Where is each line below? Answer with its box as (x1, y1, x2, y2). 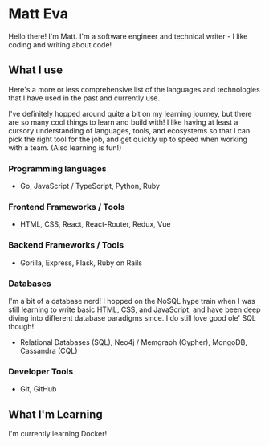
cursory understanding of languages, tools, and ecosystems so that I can (8, 125, 251, 135)
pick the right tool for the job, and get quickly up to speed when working (8, 134, 247, 144)
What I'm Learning (8, 407, 103, 421)
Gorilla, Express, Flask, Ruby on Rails (19, 258, 143, 268)
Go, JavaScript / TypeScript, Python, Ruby (19, 182, 161, 191)
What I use (8, 63, 63, 77)
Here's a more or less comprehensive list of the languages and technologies (8, 84, 261, 94)
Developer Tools (8, 366, 74, 377)
